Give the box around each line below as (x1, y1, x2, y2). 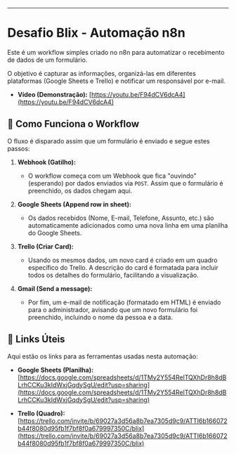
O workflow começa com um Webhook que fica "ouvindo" (27, 171, 197, 180)
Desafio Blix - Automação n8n (7, 25, 186, 41)
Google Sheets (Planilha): (17, 365, 93, 374)
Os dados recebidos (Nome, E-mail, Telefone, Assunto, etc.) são (27, 214, 214, 222)
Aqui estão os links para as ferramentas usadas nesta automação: (7, 352, 199, 361)
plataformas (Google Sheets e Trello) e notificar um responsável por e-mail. (7, 77, 226, 85)
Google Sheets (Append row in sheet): (17, 200, 132, 208)
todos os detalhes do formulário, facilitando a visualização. (27, 271, 199, 279)
